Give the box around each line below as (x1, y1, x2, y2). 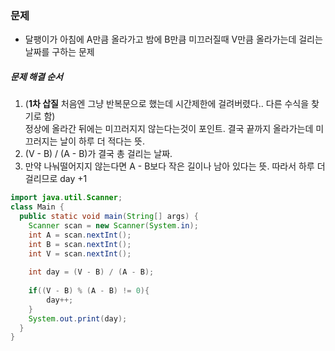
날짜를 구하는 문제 (24, 46, 95, 58)
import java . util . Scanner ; (10, 193, 123, 203)
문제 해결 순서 (10, 70, 63, 82)
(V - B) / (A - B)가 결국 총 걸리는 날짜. (24, 148, 173, 160)
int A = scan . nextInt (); (28, 230, 132, 240)
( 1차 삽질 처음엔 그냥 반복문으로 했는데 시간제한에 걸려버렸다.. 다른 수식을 (24, 98, 310, 110)
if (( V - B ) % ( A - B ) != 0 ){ (28, 286, 150, 296)
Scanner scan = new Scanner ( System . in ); (28, 220, 199, 231)
